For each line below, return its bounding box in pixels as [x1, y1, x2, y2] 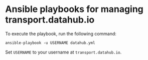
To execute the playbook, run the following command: [5, 30, 117, 36]
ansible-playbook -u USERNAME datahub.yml [5, 40, 95, 45]
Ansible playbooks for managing [5, 3, 144, 15]
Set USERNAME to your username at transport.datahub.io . [5, 49, 122, 55]
